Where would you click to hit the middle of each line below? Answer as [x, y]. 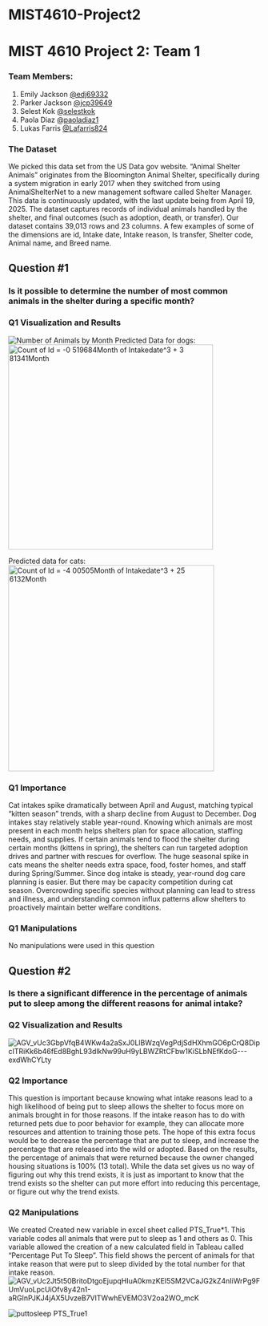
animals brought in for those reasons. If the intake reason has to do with [127, 1115]
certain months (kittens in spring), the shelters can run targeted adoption [128, 847]
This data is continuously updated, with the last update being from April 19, [132, 200]
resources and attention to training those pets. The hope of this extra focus [132, 1132]
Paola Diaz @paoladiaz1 [59, 120]
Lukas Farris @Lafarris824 [64, 128]
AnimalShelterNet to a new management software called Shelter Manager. [130, 192]
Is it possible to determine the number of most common [118, 291]
